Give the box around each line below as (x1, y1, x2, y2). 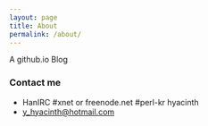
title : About (9, 21, 58, 30)
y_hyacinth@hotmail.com (21, 106, 115, 117)
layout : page (9, 13, 58, 22)
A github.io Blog (9, 55, 69, 65)
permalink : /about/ (9, 29, 82, 38)
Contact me (9, 77, 62, 89)
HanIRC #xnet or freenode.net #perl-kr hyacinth (21, 97, 199, 107)
